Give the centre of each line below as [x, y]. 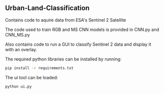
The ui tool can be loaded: [32, 77]
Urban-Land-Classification [47, 8]
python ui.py [18, 86]
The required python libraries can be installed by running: [63, 59]
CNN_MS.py [18, 34]
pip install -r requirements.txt [39, 68]
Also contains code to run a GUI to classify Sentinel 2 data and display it [78, 44]
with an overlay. [21, 49]
